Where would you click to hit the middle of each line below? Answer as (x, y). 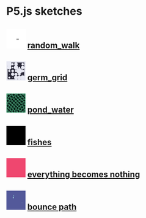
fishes (39, 142)
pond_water (51, 110)
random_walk (53, 45)
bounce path (52, 207)
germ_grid (47, 77)
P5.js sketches (44, 11)
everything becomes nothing (84, 175)
